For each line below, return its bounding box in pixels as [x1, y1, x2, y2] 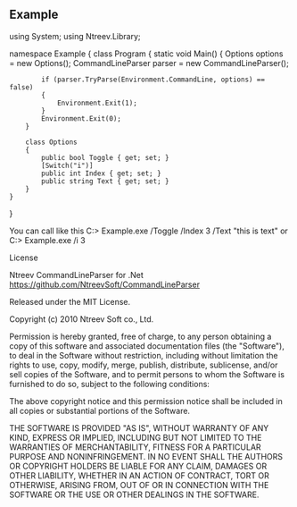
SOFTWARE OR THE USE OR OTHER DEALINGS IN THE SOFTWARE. [9, 489, 260, 500]
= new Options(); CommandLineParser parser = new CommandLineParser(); [9, 57, 290, 68]
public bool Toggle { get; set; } [41, 153, 169, 162]
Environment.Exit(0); [41, 114, 122, 123]
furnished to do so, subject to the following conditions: [9, 378, 210, 389]
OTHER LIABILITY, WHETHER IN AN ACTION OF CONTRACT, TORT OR [9, 469, 269, 481]
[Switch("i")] [41, 161, 94, 170]
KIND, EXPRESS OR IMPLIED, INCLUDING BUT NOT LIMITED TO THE [9, 432, 262, 443]
